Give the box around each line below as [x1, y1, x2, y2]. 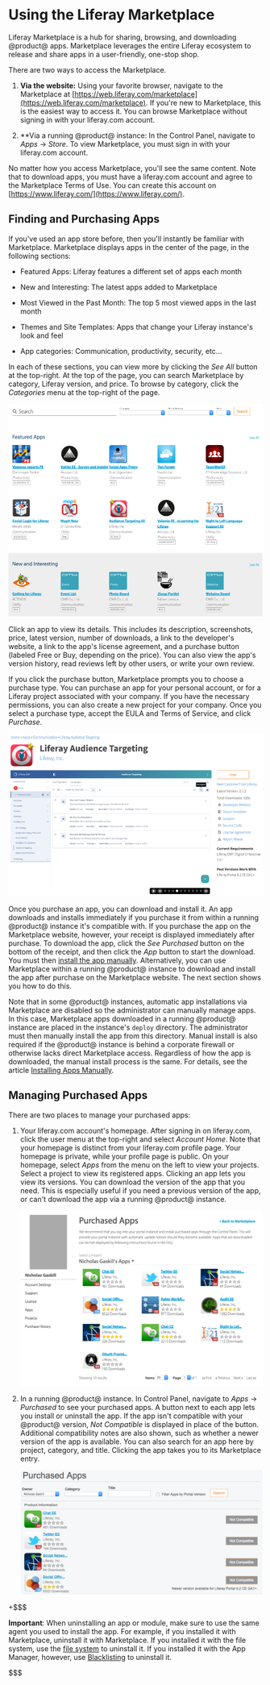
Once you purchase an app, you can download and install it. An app [8, 904, 233, 913]
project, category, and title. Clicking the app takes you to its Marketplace [19, 1445, 262, 1454]
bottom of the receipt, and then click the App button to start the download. [8, 947, 255, 956]
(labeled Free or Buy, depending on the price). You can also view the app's [8, 650, 256, 659]
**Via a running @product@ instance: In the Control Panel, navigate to [19, 131, 255, 140]
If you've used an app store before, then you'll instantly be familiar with [8, 234, 244, 243]
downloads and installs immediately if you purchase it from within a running [8, 913, 260, 922]
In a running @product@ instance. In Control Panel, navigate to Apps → [19, 1393, 258, 1404]
